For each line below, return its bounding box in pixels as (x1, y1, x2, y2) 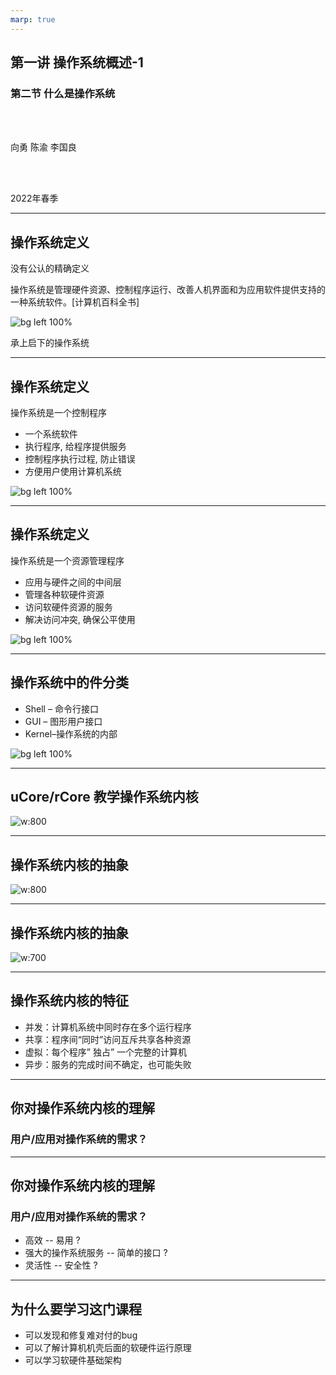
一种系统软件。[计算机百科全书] (10, 296, 140, 308)
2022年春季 (10, 192, 59, 205)
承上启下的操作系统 (10, 337, 90, 349)
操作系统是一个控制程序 (10, 406, 107, 418)
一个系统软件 (24, 427, 78, 440)
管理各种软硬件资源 (24, 588, 105, 600)
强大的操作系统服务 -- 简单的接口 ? (24, 1247, 168, 1259)
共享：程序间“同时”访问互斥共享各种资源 (24, 1033, 192, 1045)
